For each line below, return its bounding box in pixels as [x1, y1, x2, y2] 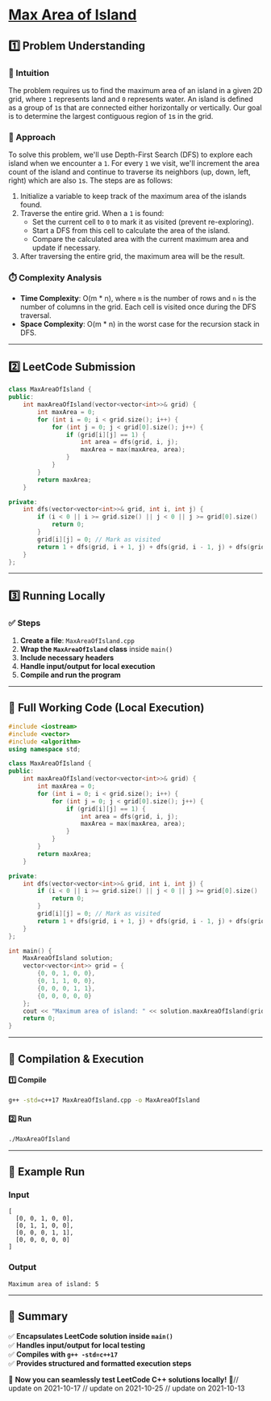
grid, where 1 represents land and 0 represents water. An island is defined [8, 94, 254, 104]
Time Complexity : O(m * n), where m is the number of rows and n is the [19, 294, 256, 303]
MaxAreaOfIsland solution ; [23, 954, 114, 963]
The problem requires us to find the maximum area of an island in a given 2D [8, 85, 263, 95]
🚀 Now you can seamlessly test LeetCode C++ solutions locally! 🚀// [8, 1374, 240, 1384]
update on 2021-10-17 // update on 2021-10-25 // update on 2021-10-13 [8, 1383, 245, 1393]
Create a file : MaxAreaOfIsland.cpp [19, 636, 135, 645]
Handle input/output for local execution [19, 662, 156, 671]
